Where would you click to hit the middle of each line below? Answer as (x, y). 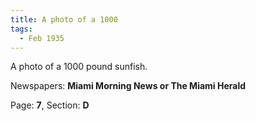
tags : (21, 29)
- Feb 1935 (42, 38)
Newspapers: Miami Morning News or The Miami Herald (128, 86)
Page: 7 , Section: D (50, 105)
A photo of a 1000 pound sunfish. (79, 67)
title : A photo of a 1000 (64, 19)
